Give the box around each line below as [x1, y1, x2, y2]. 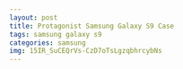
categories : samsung [9, 38, 87, 47]
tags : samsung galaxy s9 [9, 30, 102, 39]
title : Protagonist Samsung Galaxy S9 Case [9, 22, 175, 30]
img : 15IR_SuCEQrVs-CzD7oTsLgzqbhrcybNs [9, 47, 163, 56]
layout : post [9, 13, 58, 22]
